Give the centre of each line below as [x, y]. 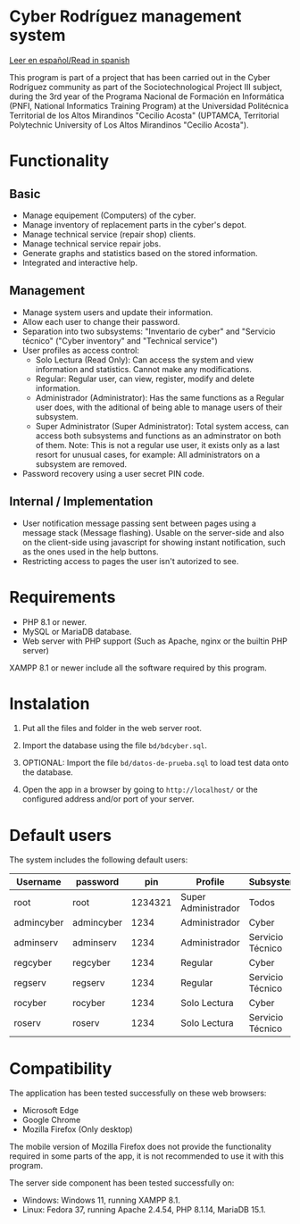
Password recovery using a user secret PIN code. [113, 473]
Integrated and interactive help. [80, 262]
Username [39, 882]
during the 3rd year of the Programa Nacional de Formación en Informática [147, 96]
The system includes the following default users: [99, 860]
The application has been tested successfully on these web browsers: [138, 1093]
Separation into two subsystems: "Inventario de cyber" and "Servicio [149, 331]
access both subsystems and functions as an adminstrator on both [158, 436]
